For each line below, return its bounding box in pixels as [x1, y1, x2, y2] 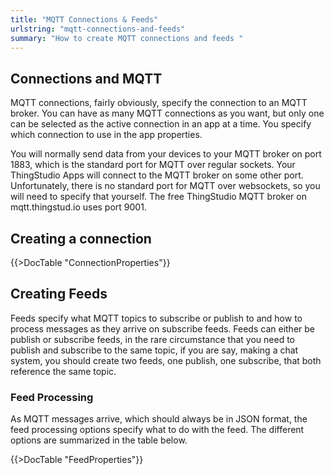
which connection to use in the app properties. [10, 129, 203, 141]
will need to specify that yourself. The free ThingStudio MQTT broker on [10, 191, 307, 203]
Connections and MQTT [10, 70, 163, 87]
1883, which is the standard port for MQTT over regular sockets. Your [10, 159, 296, 171]
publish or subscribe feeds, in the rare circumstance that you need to [10, 333, 295, 345]
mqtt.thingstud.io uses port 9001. [10, 201, 147, 213]
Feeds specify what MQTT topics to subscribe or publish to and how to [10, 312, 303, 324]
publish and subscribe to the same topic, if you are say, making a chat [10, 344, 299, 356]
